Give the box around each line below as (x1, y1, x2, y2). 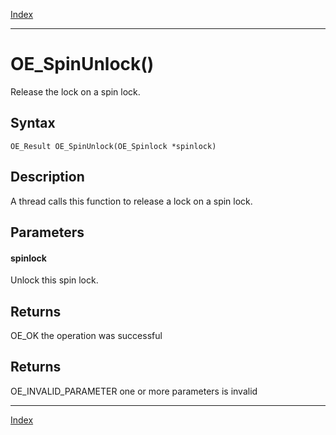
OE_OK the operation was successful (10, 329, 163, 341)
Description (10, 169, 85, 186)
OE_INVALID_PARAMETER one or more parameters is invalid (10, 385, 258, 397)
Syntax (10, 115, 56, 132)
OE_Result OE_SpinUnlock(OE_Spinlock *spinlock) (10, 141, 217, 151)
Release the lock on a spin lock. (10, 85, 141, 98)
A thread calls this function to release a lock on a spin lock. (10, 195, 253, 207)
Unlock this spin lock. (10, 274, 99, 286)
